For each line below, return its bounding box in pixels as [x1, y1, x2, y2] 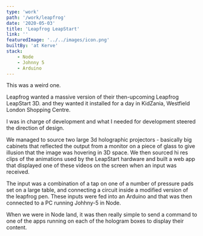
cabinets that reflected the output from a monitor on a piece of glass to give [6, 143, 196, 150]
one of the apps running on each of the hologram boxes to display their [6, 217, 184, 225]
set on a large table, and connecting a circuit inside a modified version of [6, 186, 188, 194]
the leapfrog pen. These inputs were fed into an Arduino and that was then [6, 193, 193, 200]
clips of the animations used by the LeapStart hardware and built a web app [6, 156, 196, 163]
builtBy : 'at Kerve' [6, 43, 59, 49]
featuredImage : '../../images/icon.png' [6, 37, 110, 43]
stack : [6, 48, 23, 54]
